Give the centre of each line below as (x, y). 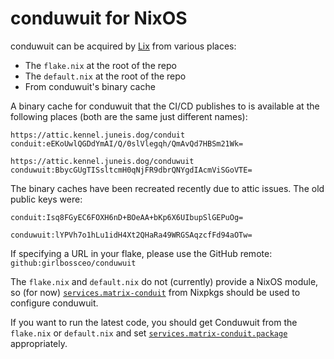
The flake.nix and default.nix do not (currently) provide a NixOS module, (164, 281)
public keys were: (46, 199)
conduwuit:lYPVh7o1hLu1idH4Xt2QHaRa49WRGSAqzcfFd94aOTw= (131, 235)
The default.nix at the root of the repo (105, 76)
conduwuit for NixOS (99, 18)
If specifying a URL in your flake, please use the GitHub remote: (141, 253)
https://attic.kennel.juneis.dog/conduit (98, 135)
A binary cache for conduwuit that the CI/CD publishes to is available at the (165, 106)
